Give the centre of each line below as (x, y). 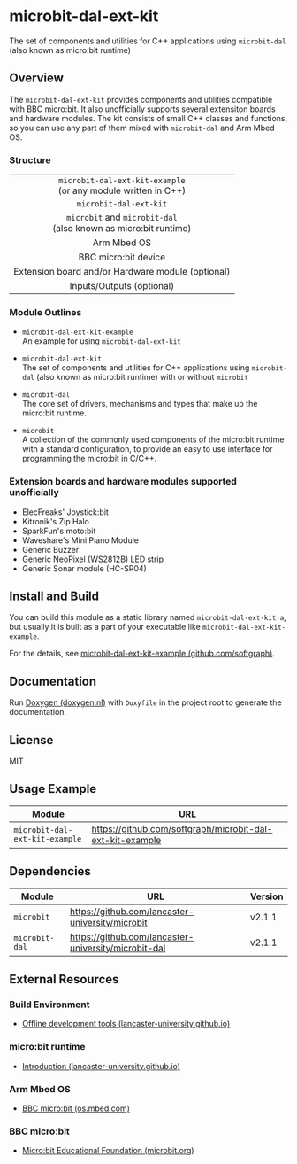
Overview (37, 78)
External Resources (64, 979)
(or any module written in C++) (122, 190)
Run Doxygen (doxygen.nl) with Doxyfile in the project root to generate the (145, 702)
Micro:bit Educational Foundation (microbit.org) (108, 1151)
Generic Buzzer (50, 549)
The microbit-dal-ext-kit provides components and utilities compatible (141, 99)
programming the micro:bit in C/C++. (89, 459)
